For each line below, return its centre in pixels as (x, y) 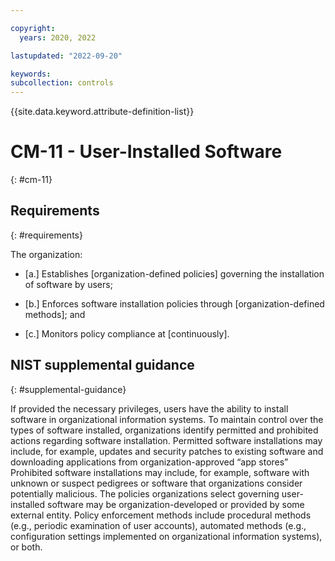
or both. (26, 547)
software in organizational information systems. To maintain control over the (167, 419)
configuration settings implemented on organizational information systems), (166, 536)
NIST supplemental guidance (102, 365)
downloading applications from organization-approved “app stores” (149, 462)
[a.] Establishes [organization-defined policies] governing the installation (174, 273)
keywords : (31, 74)
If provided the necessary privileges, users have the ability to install (149, 408)
